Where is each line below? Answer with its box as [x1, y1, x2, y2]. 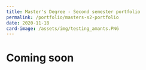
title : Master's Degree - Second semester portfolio [6, 8, 141, 15]
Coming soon [6, 51, 74, 65]
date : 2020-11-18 [6, 20, 50, 26]
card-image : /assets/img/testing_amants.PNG [6, 25, 119, 32]
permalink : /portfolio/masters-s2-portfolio [6, 14, 119, 20]
